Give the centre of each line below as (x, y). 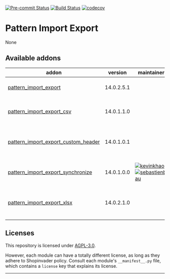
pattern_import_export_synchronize (50, 172)
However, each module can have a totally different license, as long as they (83, 255)
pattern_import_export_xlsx (40, 203)
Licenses (20, 233)
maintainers (153, 72)
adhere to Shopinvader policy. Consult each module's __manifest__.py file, (83, 260)
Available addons (33, 58)
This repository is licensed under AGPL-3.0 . (51, 245)
